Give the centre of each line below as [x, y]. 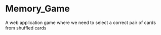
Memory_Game [37, 9]
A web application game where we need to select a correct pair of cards [80, 22]
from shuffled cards [26, 27]
